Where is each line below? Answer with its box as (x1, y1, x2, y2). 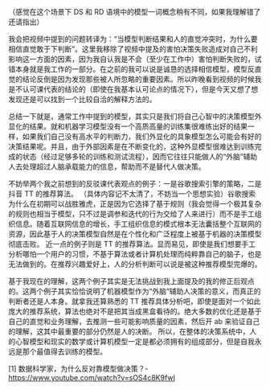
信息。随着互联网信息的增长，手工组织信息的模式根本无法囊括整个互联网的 (14, 220, 262, 228)
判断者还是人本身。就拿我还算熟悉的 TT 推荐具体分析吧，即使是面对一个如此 (8, 297, 261, 306)
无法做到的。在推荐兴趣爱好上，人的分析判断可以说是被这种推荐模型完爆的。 (8, 260, 262, 269)
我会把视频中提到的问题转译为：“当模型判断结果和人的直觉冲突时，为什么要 (8, 35, 259, 43)
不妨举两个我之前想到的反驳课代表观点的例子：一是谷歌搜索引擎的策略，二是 (8, 179, 262, 188)
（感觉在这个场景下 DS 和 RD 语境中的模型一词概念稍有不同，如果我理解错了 (8, 7, 261, 16)
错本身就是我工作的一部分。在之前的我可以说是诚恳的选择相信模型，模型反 (8, 64, 255, 74)
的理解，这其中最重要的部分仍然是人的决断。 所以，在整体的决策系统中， (8, 326, 250, 336)
